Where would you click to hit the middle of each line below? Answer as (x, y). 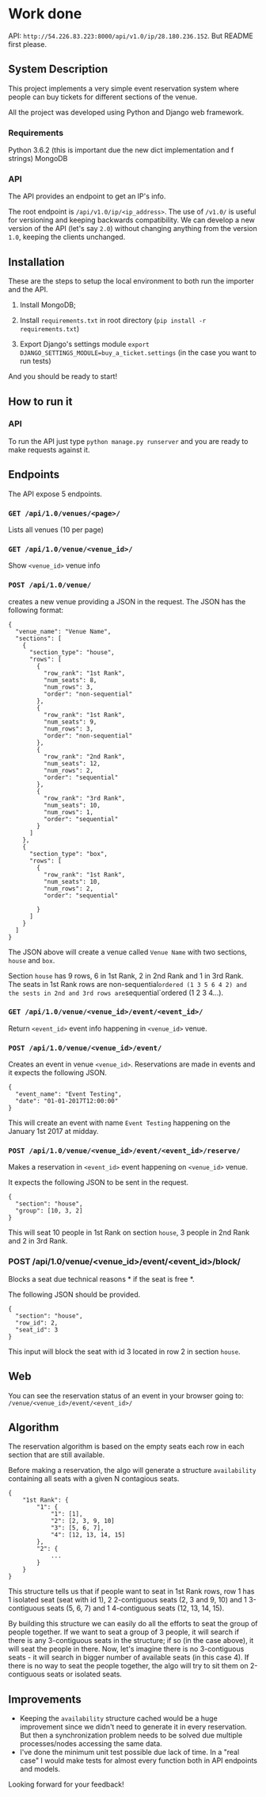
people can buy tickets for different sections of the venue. (103, 97)
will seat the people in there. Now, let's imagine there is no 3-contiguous (126, 1649)
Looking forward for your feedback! (66, 1784)
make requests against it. (49, 449)
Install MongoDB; (48, 305)
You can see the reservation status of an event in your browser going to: (126, 1395)
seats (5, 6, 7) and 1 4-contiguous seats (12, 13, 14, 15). (135, 1608)
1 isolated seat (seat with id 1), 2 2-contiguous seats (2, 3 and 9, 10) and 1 (128, 1600)
